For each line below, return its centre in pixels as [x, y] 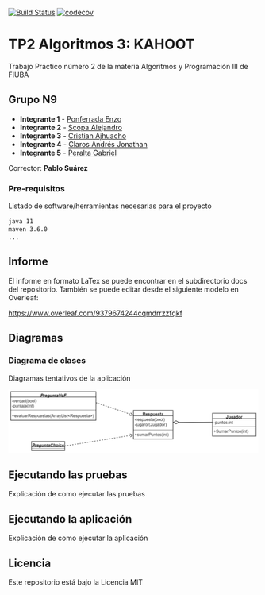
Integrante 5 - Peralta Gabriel [68, 153]
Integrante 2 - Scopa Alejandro [71, 127]
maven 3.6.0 [28, 230]
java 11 [21, 222]
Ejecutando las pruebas [68, 475]
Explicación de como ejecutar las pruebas [77, 494]
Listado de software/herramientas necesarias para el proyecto [110, 206]
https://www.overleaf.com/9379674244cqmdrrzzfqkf [95, 313]
